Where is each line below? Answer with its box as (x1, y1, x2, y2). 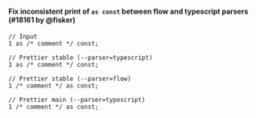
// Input (8, 33, 38, 41)
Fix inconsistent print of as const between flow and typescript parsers (8, 6, 249, 16)
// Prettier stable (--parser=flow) (8, 75, 131, 83)
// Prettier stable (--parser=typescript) (8, 54, 153, 62)
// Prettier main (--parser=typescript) (8, 96, 147, 104)
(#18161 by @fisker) (8, 14, 76, 24)
